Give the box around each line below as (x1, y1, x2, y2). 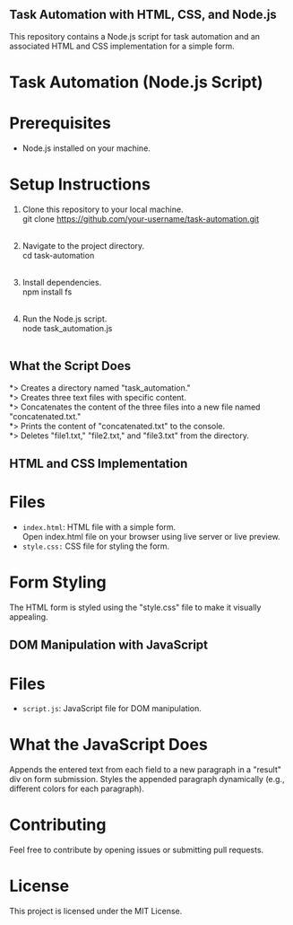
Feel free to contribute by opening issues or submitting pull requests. (9, 844, 264, 856)
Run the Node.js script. (22, 313, 108, 324)
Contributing (9, 815, 107, 835)
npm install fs (22, 286, 73, 297)
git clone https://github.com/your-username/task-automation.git (22, 213, 260, 224)
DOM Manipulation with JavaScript (9, 638, 209, 653)
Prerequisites (9, 113, 112, 134)
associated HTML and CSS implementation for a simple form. (9, 40, 235, 51)
